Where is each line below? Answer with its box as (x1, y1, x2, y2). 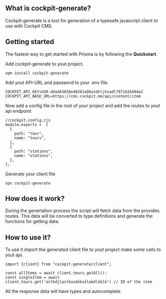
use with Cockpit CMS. (5, 23, 53, 29)
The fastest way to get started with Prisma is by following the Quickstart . (5, 51, 158, 57)
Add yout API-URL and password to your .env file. (5, 79, 109, 86)
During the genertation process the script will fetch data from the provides (5, 207, 160, 214)
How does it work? (5, 194, 65, 203)
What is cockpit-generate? (5, 4, 91, 13)
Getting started (5, 37, 54, 46)
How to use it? (5, 233, 51, 242)
